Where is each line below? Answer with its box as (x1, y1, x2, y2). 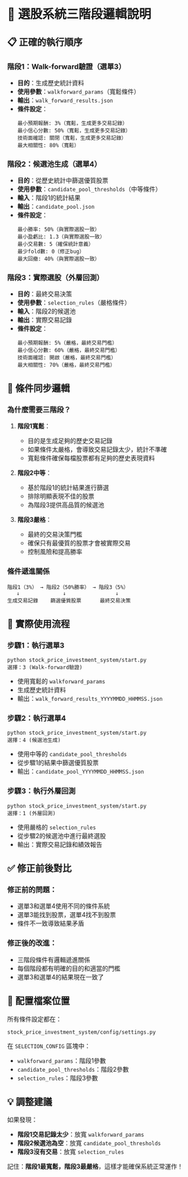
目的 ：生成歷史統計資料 (17, 78, 84, 87)
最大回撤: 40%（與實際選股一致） (17, 256, 100, 263)
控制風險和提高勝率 (27, 548, 83, 556)
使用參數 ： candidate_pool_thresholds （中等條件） (17, 185, 162, 193)
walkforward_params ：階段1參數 (17, 1056, 106, 1065)
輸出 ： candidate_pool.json (17, 202, 95, 211)
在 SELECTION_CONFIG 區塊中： (7, 1041, 91, 1050)
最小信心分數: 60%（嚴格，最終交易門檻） (17, 347, 121, 354)
